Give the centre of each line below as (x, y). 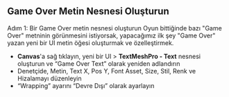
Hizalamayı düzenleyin (49, 78)
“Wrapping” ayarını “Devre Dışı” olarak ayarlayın (86, 85)
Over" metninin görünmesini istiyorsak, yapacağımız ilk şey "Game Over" (111, 35)
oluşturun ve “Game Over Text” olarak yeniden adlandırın (99, 63)
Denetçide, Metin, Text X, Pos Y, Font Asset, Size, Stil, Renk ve (107, 71)
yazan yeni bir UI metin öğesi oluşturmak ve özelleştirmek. (91, 43)
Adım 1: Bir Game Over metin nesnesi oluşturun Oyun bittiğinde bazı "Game (114, 28)
